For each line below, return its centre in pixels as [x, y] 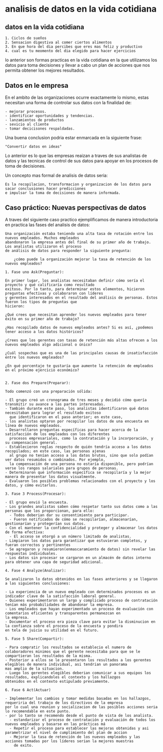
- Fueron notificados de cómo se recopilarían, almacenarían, [74, 519]
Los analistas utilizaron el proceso [43, 246]
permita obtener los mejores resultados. [45, 70]
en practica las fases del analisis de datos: [47, 225]
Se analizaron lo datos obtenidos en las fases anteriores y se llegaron [81, 579]
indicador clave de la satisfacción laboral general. [61, 596]
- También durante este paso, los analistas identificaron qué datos [77, 408]
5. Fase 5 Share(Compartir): [35, 639]
